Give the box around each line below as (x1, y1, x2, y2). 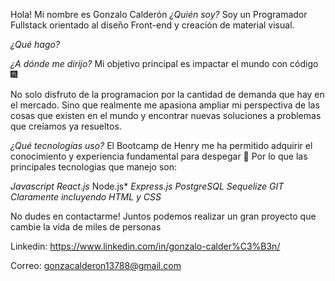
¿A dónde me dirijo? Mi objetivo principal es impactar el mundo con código (10, 58, 319, 69)
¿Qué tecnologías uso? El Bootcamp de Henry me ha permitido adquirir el (10, 140, 313, 151)
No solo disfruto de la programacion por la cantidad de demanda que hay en (10, 89, 325, 100)
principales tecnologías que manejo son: (10, 161, 178, 173)
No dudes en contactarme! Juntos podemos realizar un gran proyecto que (10, 210, 317, 222)
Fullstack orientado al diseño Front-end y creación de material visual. (10, 19, 295, 31)
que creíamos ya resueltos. (10, 120, 122, 132)
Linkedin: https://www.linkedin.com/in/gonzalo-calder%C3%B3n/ (10, 240, 281, 252)
